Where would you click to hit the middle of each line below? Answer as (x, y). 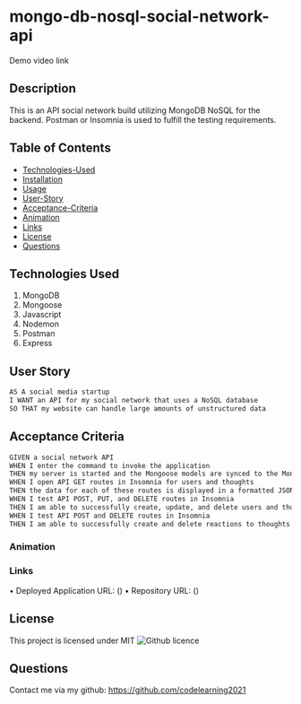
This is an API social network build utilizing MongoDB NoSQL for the (135, 110)
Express (37, 343)
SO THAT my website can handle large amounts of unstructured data (138, 408)
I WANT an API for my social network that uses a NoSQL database (133, 401)
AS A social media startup (60, 392)
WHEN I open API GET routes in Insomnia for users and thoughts (132, 482)
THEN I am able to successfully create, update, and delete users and (144, 507)
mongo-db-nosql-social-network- (140, 17)
